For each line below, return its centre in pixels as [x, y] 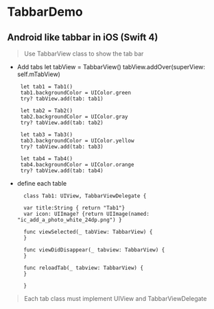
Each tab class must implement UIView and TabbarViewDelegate [115, 298]
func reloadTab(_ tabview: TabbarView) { [84, 268]
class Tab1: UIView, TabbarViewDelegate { [85, 196]
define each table [42, 183]
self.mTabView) [38, 74]
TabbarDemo [45, 12]
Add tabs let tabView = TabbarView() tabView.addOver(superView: [111, 67]
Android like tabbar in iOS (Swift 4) [83, 37]
